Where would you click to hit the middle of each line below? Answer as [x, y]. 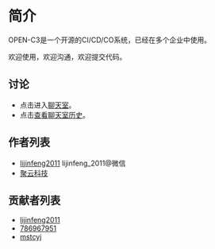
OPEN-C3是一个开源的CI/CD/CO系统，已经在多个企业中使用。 [110, 40]
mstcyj [31, 237]
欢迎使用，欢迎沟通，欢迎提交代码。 [67, 56]
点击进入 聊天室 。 [48, 105]
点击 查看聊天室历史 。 [54, 115]
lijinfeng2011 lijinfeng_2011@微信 [73, 163]
